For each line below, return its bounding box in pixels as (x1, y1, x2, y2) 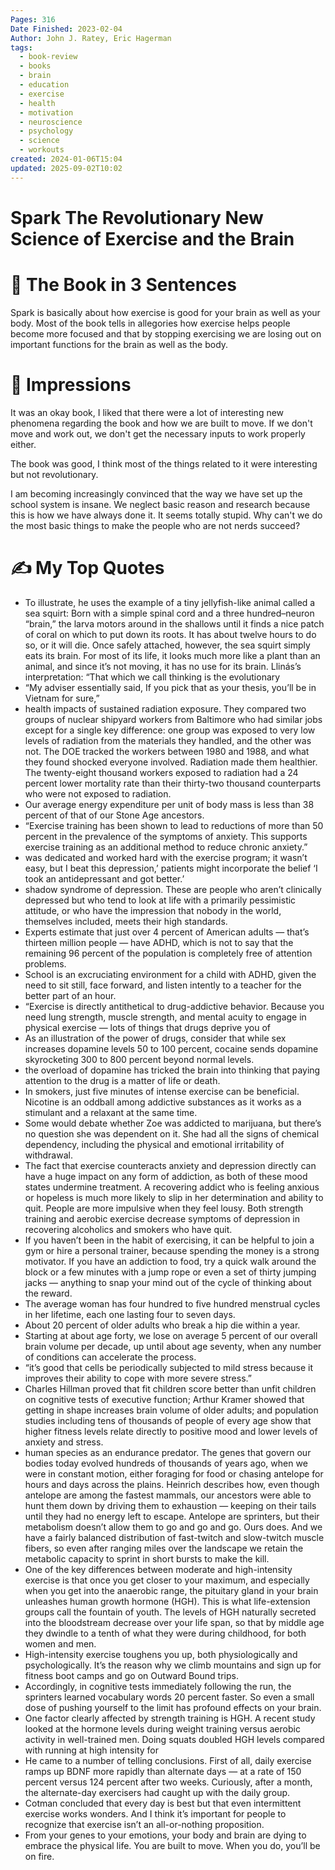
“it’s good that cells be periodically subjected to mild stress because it (24, 1361, 314, 1373)
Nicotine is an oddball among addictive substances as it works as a (24, 1096, 302, 1108)
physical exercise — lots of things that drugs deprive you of (24, 1021, 271, 1033)
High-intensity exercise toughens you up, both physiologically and (24, 1648, 298, 1660)
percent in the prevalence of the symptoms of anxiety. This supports (24, 830, 308, 842)
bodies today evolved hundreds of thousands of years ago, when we (24, 1457, 308, 1469)
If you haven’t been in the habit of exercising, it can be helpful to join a (24, 1234, 315, 1246)
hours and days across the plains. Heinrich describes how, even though (24, 1478, 320, 1490)
